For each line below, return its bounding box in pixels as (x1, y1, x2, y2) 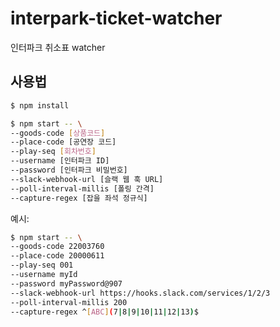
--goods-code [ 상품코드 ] (10, 128, 106, 138)
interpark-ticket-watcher (10, 7, 223, 30)
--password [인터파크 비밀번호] (10, 165, 128, 175)
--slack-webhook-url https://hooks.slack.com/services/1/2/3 (10, 288, 271, 298)
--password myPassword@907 (10, 278, 123, 289)
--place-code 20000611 (10, 251, 105, 261)
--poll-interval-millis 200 (10, 297, 128, 307)
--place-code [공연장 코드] (10, 137, 117, 147)
